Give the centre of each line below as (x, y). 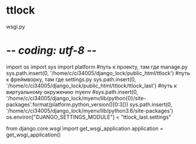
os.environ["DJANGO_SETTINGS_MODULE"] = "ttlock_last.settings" (89, 117)
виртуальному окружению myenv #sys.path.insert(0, (72, 91)
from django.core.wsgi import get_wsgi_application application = (85, 128)
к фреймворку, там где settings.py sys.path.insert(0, (71, 79)
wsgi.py (16, 27)
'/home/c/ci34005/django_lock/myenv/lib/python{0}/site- (76, 98)
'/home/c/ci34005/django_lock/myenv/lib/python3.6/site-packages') (90, 110)
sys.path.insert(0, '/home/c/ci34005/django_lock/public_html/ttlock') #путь (98, 73)
